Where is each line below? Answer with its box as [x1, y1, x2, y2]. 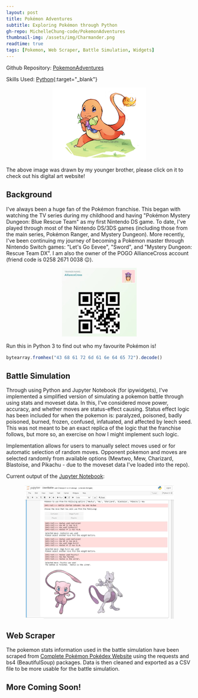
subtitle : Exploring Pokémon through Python [6, 22, 118, 28]
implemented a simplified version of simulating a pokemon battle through [6, 393, 184, 400]
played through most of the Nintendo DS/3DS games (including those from [6, 224, 188, 231]
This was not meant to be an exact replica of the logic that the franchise [6, 424, 181, 432]
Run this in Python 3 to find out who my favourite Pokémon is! [6, 342, 157, 350]
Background [6, 190, 52, 200]
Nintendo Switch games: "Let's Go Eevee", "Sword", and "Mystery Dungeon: [6, 243, 192, 250]
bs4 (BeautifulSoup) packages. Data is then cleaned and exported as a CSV [6, 659, 191, 666]
